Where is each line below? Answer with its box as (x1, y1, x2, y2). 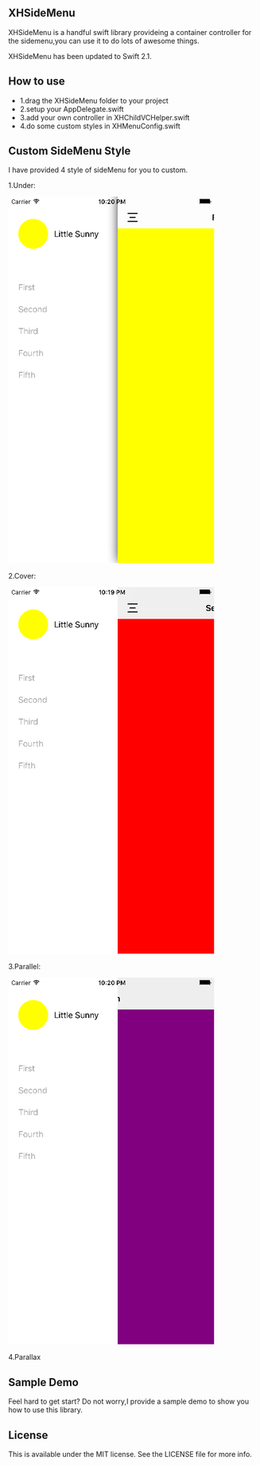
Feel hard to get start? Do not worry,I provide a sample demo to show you (8, 1396, 249, 1406)
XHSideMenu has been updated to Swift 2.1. (8, 51, 153, 61)
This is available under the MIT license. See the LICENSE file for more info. (8, 1450, 252, 1459)
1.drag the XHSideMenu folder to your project (19, 96, 169, 105)
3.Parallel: (8, 962, 41, 972)
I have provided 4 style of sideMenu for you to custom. (8, 165, 188, 175)
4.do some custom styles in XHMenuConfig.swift (19, 121, 180, 131)
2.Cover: (8, 571, 37, 581)
